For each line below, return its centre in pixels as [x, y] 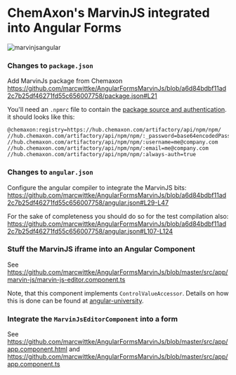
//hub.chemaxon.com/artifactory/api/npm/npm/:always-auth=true [102, 155]
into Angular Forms [64, 28]
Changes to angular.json [50, 172]
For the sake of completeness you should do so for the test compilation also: [118, 216]
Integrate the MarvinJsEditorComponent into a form [92, 319]
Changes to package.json [50, 65]
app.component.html [38, 349]
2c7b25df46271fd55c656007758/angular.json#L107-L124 [90, 231]
